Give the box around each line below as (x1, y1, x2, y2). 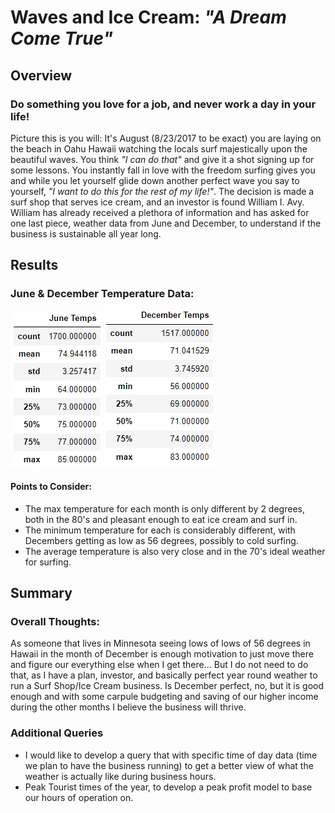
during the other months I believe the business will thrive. (10, 701, 247, 713)
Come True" (10, 27, 113, 50)
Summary (10, 585, 73, 602)
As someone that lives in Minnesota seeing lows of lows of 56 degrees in (10, 637, 311, 650)
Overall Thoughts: (10, 615, 100, 629)
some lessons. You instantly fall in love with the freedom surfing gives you (10, 164, 316, 176)
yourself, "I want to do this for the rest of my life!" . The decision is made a (10, 185, 315, 197)
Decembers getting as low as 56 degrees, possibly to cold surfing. (24, 534, 299, 546)
